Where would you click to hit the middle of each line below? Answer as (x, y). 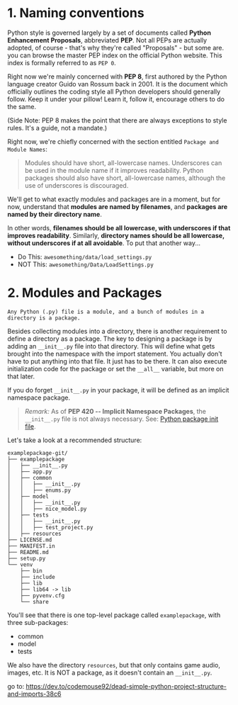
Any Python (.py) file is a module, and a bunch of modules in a (106, 312)
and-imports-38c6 (34, 694)
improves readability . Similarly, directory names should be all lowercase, (116, 235)
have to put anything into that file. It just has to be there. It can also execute (117, 361)
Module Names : (27, 149)
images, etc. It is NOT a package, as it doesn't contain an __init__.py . (110, 672)
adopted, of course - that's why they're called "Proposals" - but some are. (116, 47)
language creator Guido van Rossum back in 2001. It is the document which (118, 84)
